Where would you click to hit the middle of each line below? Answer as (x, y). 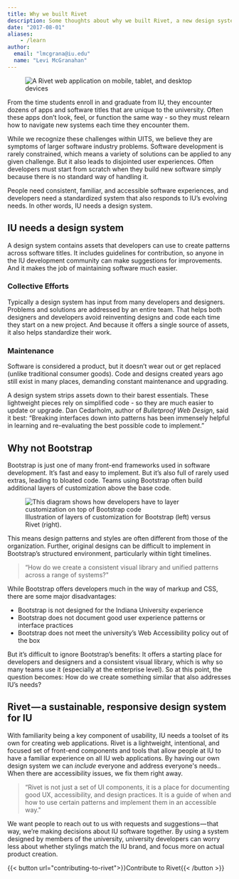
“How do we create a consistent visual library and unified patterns (122, 567)
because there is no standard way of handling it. (78, 176)
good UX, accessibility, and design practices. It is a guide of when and (128, 794)
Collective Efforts (38, 286)
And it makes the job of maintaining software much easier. (92, 268)
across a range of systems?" (67, 574)
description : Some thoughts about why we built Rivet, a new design (111, 21)
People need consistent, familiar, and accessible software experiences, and (118, 190)
